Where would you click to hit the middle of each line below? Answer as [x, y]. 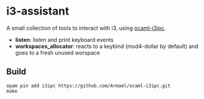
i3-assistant [38, 11]
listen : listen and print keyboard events [64, 39]
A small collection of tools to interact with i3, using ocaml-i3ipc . [86, 28]
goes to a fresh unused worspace [57, 52]
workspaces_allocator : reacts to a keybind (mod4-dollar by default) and [107, 46]
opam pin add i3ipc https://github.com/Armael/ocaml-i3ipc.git [89, 86]
